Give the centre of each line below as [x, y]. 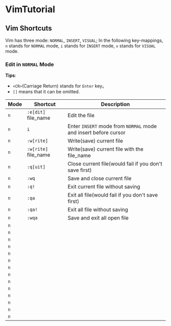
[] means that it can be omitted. [46, 92]
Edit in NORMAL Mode [30, 64]
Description [116, 104]
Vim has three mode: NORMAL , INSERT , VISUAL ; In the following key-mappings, [84, 40]
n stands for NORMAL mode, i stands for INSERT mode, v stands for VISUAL [81, 46]
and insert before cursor [96, 132]
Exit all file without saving [98, 210]
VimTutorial [30, 9]
